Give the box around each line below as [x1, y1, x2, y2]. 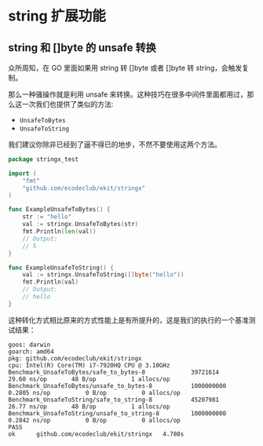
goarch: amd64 [8, 347, 55, 356]
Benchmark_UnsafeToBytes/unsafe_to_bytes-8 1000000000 [8, 382, 226, 389]
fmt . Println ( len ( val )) [22, 228, 97, 236]
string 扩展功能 [8, 7, 106, 25]
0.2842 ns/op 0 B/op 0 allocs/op [8, 416, 181, 424]
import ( [8, 170, 37, 177]
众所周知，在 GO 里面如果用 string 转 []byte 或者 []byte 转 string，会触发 [8, 64, 243, 72]
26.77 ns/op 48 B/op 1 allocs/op [8, 402, 170, 411]
